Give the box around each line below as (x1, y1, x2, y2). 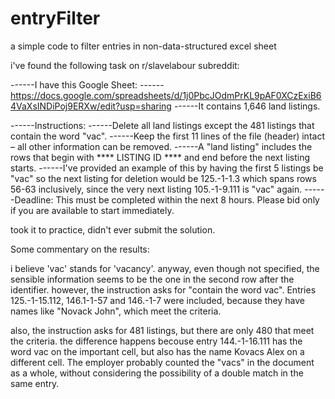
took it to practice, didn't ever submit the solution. (10, 223, 216, 236)
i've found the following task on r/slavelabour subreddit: (10, 59, 240, 71)
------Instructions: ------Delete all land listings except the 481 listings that (10, 119, 315, 131)
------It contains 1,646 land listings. (173, 100, 321, 112)
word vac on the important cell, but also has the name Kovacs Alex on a (10, 345, 305, 357)
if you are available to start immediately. (10, 204, 175, 216)
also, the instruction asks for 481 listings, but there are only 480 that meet (10, 324, 315, 336)
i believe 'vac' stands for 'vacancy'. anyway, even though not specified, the (10, 262, 320, 274)
